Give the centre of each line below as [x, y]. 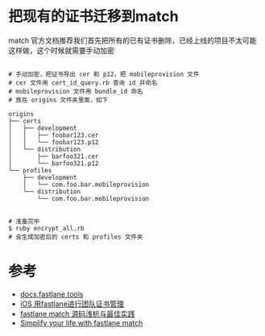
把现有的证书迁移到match [93, 17]
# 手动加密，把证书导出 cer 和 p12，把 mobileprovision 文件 [104, 74]
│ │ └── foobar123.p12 [54, 142]
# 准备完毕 [24, 221]
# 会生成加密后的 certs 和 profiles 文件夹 [76, 237]
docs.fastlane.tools [52, 294]
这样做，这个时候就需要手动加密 [61, 50]
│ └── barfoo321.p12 [54, 163]
